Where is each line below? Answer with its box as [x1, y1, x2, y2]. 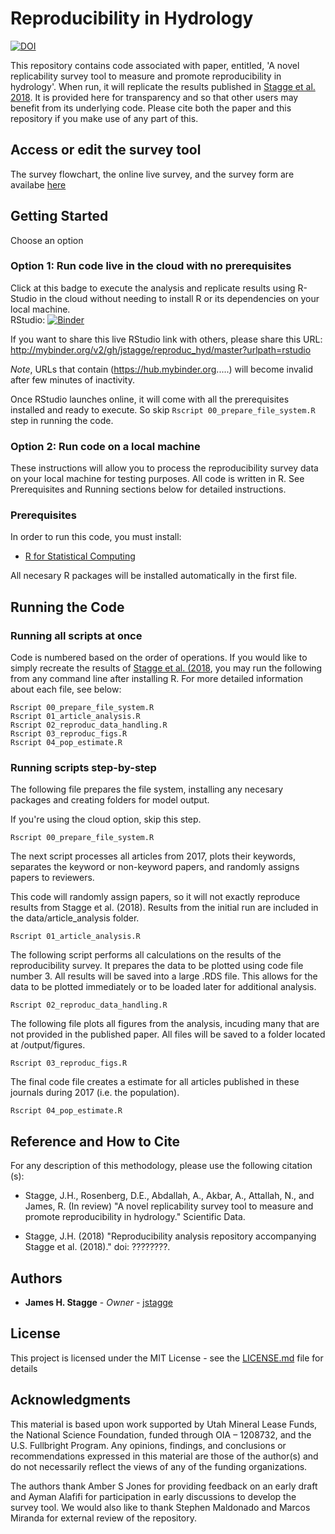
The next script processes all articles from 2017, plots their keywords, [10, 850, 296, 862]
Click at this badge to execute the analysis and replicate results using [10, 282, 296, 294]
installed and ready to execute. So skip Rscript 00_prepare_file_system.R [10, 403, 316, 416]
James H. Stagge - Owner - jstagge [24, 1297, 173, 1309]
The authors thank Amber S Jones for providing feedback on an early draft [10, 1480, 318, 1492]
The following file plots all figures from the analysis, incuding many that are [10, 1018, 320, 1030]
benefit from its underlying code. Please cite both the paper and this [10, 102, 292, 114]
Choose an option [10, 234, 84, 246]
